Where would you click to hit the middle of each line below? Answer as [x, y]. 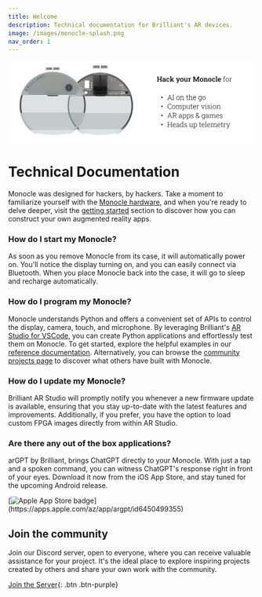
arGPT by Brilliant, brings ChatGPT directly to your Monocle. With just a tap [129, 460]
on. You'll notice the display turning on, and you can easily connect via [122, 265]
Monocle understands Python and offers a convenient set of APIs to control [130, 319]
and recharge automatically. [53, 281]
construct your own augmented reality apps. [80, 219]
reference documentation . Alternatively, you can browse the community [124, 352]
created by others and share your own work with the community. [113, 570]
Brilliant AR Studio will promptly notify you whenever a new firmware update [131, 397]
